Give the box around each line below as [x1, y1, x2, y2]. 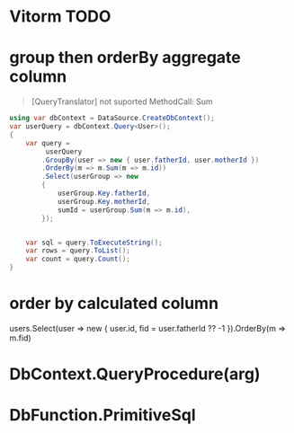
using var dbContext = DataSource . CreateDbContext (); [9, 114, 216, 123]
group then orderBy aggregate [9, 48, 241, 68]
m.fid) [9, 332, 31, 343]
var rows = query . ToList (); [25, 246, 130, 255]
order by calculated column [9, 294, 218, 314]
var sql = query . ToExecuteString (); [25, 238, 164, 247]
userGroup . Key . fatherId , [57, 189, 151, 198]
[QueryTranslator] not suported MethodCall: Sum [31, 96, 213, 107]
